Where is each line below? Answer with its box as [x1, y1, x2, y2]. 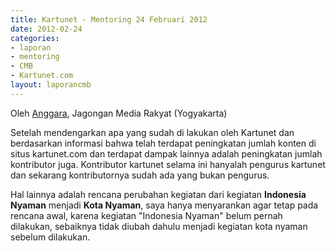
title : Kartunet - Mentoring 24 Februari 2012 [10, 14, 208, 25]
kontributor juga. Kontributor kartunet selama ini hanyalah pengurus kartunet [10, 158, 326, 170]
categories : [10, 33, 60, 43]
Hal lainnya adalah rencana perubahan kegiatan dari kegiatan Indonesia [10, 188, 307, 200]
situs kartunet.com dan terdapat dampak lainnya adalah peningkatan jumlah [10, 147, 323, 160]
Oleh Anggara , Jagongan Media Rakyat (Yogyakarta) [10, 107, 228, 119]
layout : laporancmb [10, 80, 92, 90]
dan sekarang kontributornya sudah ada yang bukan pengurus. [10, 169, 270, 181]
